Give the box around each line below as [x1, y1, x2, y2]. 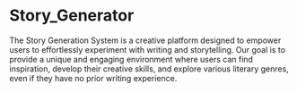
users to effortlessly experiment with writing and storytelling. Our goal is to [9, 44, 285, 54]
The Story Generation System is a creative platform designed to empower [9, 35, 282, 46]
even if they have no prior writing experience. [9, 72, 178, 83]
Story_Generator [9, 5, 135, 26]
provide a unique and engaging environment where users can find [9, 54, 254, 64]
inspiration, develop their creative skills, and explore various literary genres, [9, 63, 289, 74]
